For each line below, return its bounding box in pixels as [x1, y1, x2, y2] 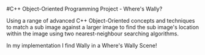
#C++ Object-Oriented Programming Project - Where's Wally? [6, 5, 163, 12]
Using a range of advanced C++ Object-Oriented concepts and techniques [6, 17, 195, 24]
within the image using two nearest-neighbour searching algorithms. [6, 30, 179, 37]
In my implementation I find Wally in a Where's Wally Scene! [6, 42, 157, 49]
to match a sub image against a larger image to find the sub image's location [6, 24, 199, 31]
